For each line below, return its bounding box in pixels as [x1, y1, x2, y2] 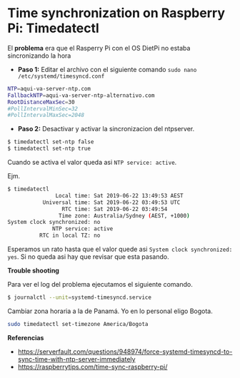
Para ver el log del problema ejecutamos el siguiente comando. [7, 280, 193, 289]
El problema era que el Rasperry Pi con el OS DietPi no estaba [7, 44, 191, 52]
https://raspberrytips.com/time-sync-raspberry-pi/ [17, 362, 168, 371]
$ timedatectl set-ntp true [7, 145, 91, 153]
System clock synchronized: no [7, 219, 101, 226]
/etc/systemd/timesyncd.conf [17, 73, 105, 80]
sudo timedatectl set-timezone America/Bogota [7, 320, 149, 327]
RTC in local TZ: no [39, 232, 101, 240]
